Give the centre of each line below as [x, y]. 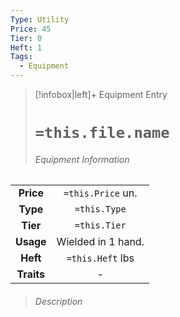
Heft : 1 [26, 47]
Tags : [21, 57]
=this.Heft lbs [100, 258]
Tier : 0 [26, 38]
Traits [30, 274]
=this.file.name [102, 133]
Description [58, 301]
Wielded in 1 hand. [100, 242]
